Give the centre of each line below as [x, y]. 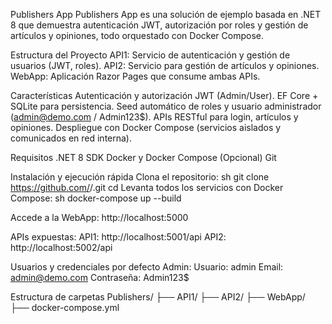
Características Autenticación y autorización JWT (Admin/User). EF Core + [164, 95]
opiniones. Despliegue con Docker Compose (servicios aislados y [146, 127]
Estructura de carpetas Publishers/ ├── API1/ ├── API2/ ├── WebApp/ [158, 297]
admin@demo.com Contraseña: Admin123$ [100, 277]
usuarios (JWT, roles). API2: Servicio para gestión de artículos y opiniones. [165, 65]
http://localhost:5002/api [61, 247]
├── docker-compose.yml [65, 307]
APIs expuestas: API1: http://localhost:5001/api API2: [118, 237]
